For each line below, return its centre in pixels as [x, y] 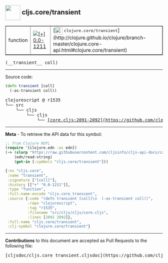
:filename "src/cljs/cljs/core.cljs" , [68, 213]
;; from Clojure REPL [28, 143]
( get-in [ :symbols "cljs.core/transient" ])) [61, 162]
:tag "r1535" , [42, 208]
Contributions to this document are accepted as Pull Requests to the [76, 241]
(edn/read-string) [33, 157]
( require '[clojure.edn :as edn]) [41, 148]
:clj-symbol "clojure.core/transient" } [49, 227]
